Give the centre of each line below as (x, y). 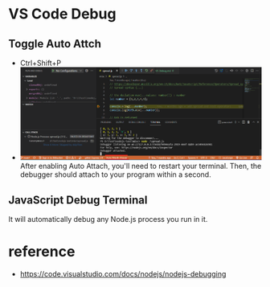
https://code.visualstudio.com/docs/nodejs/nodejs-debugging (123, 274)
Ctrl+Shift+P (41, 63)
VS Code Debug (62, 14)
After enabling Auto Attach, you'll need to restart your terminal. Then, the (141, 166)
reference (42, 252)
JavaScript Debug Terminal (78, 200)
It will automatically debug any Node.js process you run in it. (108, 219)
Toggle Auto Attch (55, 44)
